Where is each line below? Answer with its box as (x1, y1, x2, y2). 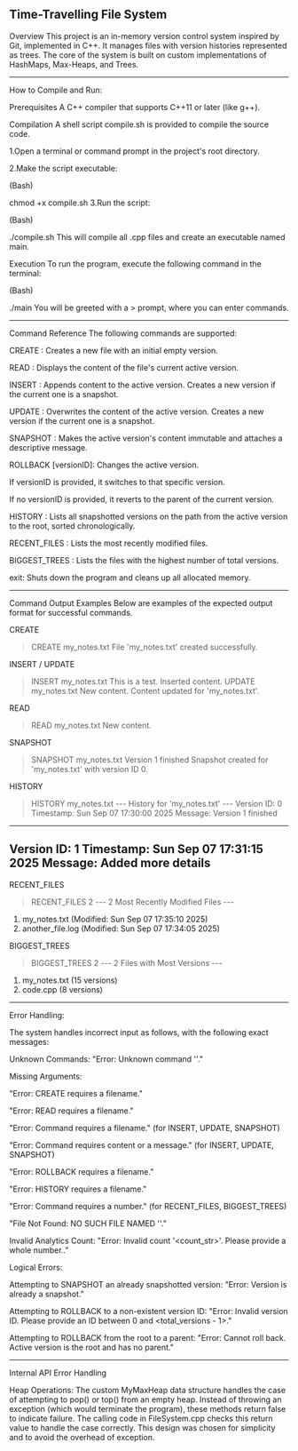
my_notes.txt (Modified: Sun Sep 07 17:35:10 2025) (21, 913, 208, 924)
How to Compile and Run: (9, 84, 103, 95)
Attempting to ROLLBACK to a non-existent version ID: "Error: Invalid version (9, 1305, 288, 1316)
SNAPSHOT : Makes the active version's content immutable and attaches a (9, 433, 283, 443)
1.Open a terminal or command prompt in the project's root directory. (9, 146, 260, 156)
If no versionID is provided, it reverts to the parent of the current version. (9, 493, 275, 505)
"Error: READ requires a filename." (9, 1105, 135, 1116)
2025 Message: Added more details (9, 856, 211, 871)
